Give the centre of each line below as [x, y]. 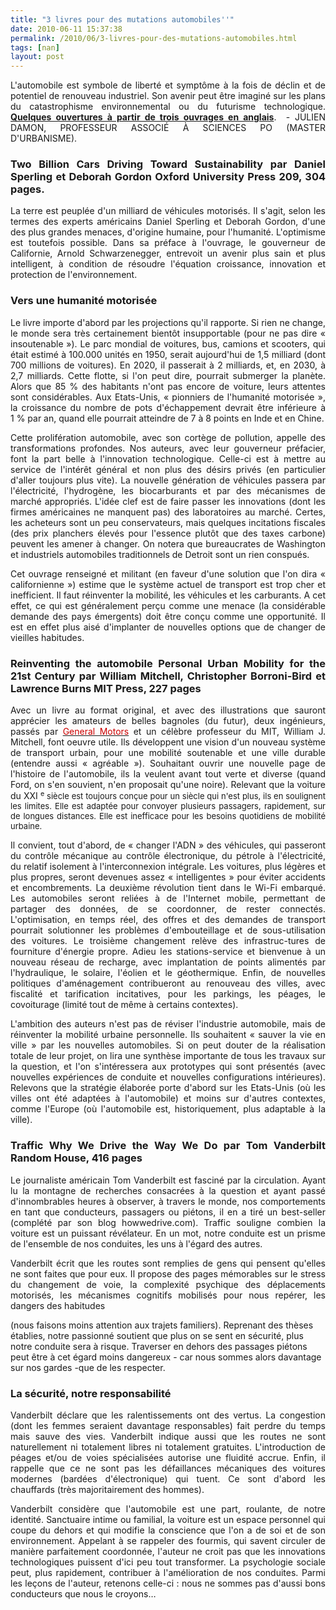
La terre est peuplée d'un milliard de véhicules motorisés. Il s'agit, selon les [168, 211]
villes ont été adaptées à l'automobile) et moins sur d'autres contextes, [168, 1098]
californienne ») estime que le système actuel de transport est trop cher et [168, 584]
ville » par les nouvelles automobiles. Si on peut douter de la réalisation [168, 1045]
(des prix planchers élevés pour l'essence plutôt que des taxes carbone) [168, 533]
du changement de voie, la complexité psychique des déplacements [168, 1284]
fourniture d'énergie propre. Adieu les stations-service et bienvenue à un [168, 952]
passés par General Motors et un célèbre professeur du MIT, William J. [168, 732]
